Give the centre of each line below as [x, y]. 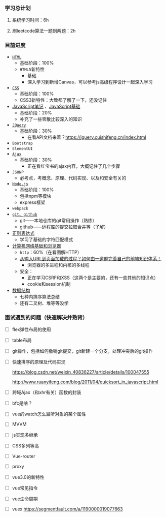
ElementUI [23, 148]
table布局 [22, 340]
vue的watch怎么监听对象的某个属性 [49, 414]
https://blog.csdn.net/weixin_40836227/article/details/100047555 [81, 372]
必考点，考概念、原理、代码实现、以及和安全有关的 [73, 178]
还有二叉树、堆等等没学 [44, 303]
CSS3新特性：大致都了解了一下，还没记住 [63, 100]
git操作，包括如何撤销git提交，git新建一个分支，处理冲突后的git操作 [82, 351]
